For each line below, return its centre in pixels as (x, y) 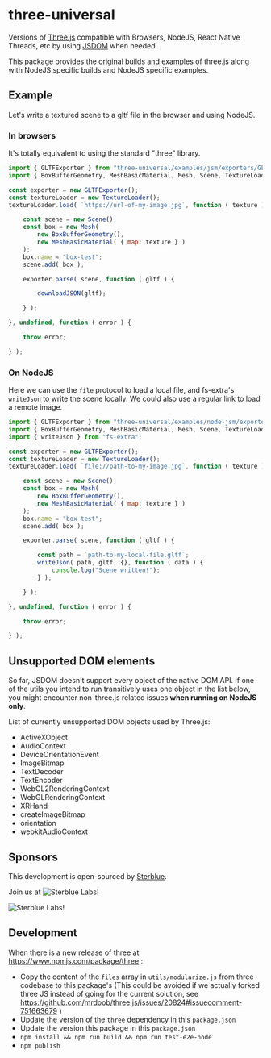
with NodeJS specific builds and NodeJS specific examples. (108, 69)
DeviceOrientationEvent (59, 755)
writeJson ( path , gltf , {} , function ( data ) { (121, 563)
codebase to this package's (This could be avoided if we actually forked (140, 985)
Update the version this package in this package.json (108, 1028)
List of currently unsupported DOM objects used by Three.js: (109, 722)
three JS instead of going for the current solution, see (109, 993)
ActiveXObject (44, 737)
